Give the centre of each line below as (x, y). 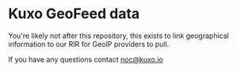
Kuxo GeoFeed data (74, 14)
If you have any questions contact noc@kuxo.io (86, 59)
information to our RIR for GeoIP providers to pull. (89, 44)
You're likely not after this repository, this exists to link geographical (119, 36)
